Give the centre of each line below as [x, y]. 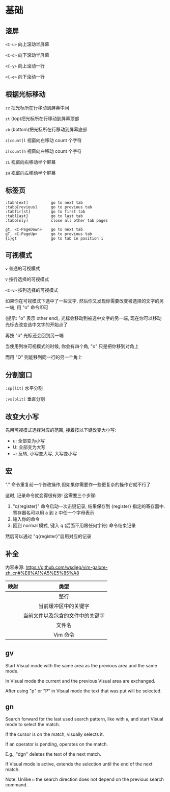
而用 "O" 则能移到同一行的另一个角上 [44, 357]
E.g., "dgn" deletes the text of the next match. [53, 754]
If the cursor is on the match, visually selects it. [55, 734]
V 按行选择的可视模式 [27, 279]
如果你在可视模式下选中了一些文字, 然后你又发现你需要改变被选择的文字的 [82, 301]
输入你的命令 [26, 519]
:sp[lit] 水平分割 [24, 388]
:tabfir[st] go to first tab [45, 212]
